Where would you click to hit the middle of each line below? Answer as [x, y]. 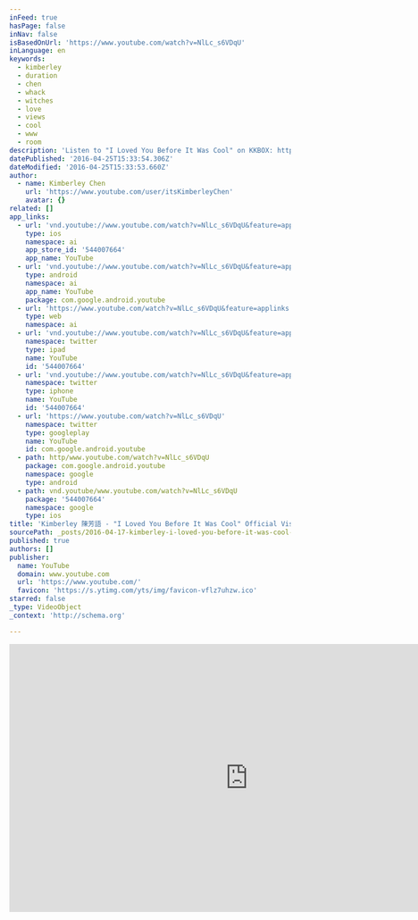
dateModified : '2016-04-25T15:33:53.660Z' [89, 167]
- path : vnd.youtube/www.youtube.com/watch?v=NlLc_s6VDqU [128, 491]
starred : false [38, 599]
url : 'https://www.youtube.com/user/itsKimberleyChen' [130, 192]
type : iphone [50, 391]
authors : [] [31, 549]
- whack [32, 92]
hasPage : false [38, 26]
